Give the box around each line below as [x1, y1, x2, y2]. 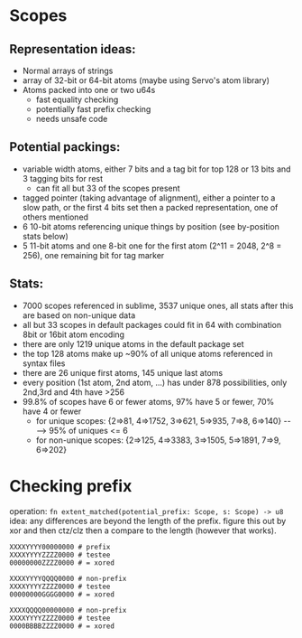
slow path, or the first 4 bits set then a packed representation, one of [22, 202, 279, 212]
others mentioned [22, 211, 88, 222]
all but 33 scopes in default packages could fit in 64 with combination [22, 319, 282, 330]
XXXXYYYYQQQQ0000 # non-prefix [9, 574, 127, 583]
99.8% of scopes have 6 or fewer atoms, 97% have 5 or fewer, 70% [22, 396, 275, 407]
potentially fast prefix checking [35, 104, 151, 114]
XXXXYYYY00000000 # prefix [9, 542, 111, 551]
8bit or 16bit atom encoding [22, 329, 124, 340]
